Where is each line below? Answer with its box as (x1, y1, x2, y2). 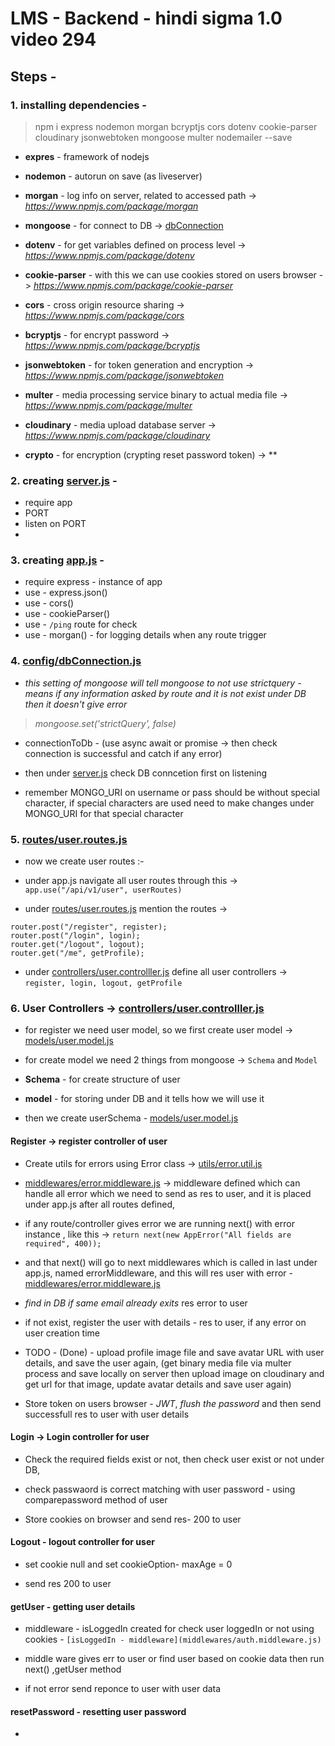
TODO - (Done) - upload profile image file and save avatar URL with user (24, 1346, 325, 1358)
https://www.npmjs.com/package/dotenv (24, 249, 195, 261)
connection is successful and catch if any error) (24, 747, 223, 759)
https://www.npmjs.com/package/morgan (24, 200, 199, 212)
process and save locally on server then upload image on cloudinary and (24, 1367, 325, 1379)
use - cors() (24, 597, 75, 609)
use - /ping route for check (24, 618, 138, 631)
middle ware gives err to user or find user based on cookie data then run (24, 1653, 325, 1665)
